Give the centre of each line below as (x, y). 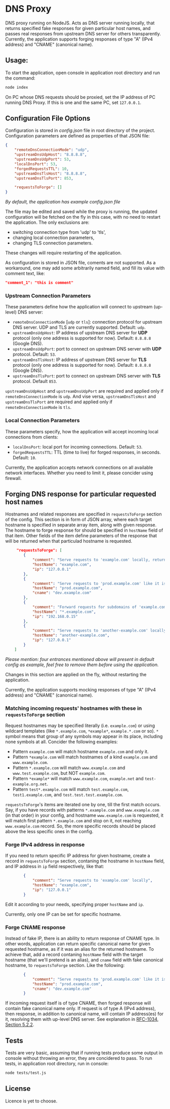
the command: (20, 78)
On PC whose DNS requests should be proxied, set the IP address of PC (80, 97)
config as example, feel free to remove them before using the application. (82, 665)
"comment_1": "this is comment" (39, 283)
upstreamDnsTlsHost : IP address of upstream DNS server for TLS (79, 360)
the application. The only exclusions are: (47, 222)
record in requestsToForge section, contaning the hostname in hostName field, (85, 861)
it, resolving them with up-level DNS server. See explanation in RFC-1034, (82, 1019)
